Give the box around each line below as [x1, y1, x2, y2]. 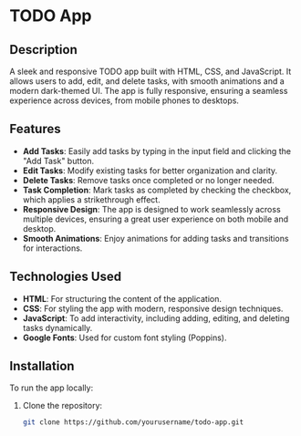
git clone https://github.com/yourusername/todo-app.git [22, 418, 244, 427]
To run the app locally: [9, 382, 94, 393]
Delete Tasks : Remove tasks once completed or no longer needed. [22, 174, 275, 185]
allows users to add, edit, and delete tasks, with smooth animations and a [9, 76, 285, 87]
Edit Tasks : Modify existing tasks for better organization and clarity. [22, 165, 278, 176]
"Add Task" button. [22, 155, 94, 166]
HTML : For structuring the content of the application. [22, 293, 222, 304]
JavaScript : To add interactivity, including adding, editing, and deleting [22, 312, 290, 324]
